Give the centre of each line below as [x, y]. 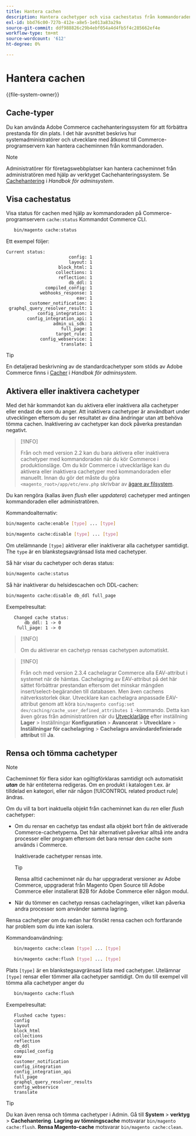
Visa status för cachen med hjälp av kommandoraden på [74, 213]
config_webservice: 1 [66, 339]
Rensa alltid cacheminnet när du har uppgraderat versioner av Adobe [97, 879]
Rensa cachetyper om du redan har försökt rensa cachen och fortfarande [94, 921]
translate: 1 [77, 344]
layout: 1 [80, 262]
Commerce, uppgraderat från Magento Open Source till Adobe [90, 885]
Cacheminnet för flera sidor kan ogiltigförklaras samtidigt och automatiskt [94, 779]
